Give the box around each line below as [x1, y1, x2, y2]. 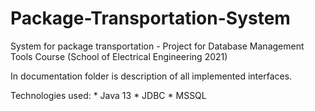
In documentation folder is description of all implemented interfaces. [10, 70, 293, 82]
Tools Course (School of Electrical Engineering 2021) [10, 50, 228, 62]
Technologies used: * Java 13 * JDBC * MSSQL [10, 89, 207, 101]
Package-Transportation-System [10, 7, 291, 30]
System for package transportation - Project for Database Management [10, 40, 305, 52]
